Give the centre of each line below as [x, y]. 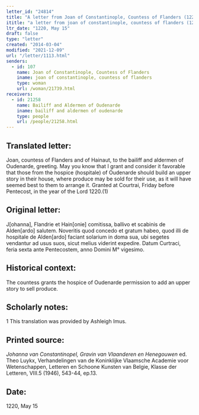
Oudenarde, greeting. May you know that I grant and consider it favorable [96, 166]
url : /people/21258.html [47, 122]
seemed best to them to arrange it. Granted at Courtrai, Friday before [90, 185]
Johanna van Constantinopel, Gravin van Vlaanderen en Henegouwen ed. [97, 354]
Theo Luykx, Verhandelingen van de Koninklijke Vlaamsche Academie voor [97, 361]
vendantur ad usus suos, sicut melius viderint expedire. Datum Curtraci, [94, 243]
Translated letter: [39, 146]
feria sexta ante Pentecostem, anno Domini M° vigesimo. [76, 249]
